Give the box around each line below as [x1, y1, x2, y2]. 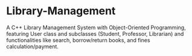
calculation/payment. [6, 43, 59, 50]
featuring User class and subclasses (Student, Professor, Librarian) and [6, 30, 184, 37]
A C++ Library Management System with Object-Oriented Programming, [6, 24, 186, 31]
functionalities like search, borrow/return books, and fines [6, 36, 150, 43]
